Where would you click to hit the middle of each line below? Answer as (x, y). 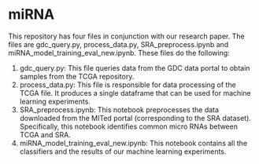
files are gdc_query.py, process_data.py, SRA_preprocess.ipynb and (118, 44)
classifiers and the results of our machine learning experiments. (123, 151)
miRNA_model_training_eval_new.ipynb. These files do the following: (119, 53)
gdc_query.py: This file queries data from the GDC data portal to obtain (135, 67)
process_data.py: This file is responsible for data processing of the (128, 85)
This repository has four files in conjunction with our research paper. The (127, 36)
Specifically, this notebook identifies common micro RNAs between (129, 126)
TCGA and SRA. (45, 134)
